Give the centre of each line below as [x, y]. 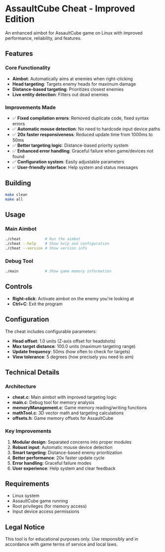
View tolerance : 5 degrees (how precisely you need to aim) [73, 357]
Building [18, 183]
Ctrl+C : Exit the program [37, 304]
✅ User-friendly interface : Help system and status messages [75, 167]
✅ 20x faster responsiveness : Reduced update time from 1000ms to [82, 134]
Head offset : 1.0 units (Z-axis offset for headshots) [64, 341]
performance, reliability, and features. [43, 38]
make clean [16, 194]
